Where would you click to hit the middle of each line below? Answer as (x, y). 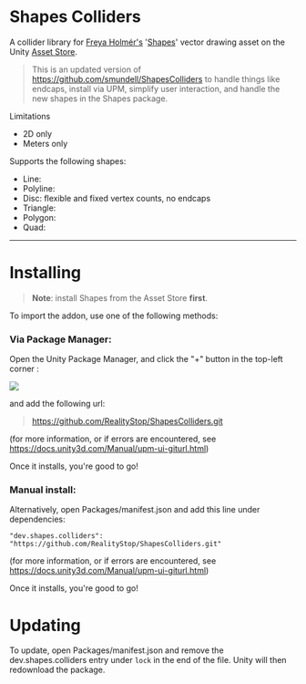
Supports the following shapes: (68, 161)
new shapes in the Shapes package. (100, 98)
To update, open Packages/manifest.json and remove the (117, 650)
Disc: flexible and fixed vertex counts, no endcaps (117, 198)
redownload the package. (57, 670)
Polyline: (39, 188)
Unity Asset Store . (43, 51)
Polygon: (39, 217)
